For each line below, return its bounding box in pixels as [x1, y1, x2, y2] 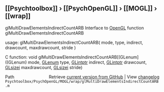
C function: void [5, 54, 38, 60]
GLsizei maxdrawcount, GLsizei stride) [5, 64, 83, 70]
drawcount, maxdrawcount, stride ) [5, 44, 76, 51]
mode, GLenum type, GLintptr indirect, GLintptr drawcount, [27, 59, 147, 65]
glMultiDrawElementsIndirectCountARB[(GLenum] [38, 54, 139, 60]
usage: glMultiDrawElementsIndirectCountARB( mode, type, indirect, [5, 39, 143, 45]
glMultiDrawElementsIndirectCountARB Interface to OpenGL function [5, 25, 144, 31]
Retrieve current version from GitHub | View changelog [48, 74, 160, 80]
